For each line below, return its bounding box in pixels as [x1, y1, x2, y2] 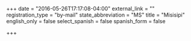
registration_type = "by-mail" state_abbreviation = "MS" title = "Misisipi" [6, 11, 186, 18]
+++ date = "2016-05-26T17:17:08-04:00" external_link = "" [6, 5, 155, 12]
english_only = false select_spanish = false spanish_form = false [6, 18, 166, 24]
